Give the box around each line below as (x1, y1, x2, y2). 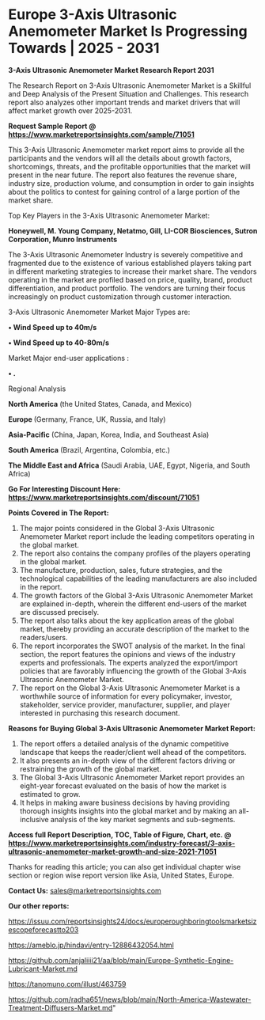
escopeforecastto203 (8, 924, 79, 935)
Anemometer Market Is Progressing (8, 22, 248, 40)
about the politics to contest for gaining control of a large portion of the (8, 187, 240, 196)
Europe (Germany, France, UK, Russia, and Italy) (8, 414, 166, 424)
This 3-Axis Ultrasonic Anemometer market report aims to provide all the (8, 145, 245, 154)
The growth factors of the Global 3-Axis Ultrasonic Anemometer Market (19, 590, 253, 600)
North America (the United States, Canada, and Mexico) (8, 399, 192, 408)
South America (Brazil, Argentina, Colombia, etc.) (8, 445, 171, 454)
